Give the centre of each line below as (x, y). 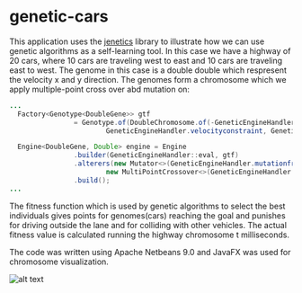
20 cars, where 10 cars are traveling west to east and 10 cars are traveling (146, 60)
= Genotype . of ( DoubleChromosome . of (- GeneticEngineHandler (184, 122)
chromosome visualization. (59, 262)
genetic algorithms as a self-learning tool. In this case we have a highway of (150, 50)
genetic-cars (59, 17)
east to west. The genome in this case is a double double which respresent (148, 70)
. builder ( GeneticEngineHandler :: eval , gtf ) (156, 155)
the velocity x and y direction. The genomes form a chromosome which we (148, 79)
